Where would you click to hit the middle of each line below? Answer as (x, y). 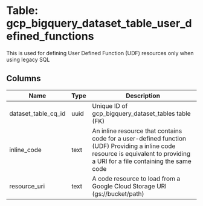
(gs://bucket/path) (118, 193)
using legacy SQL (28, 59)
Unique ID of (110, 105)
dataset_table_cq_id (37, 113)
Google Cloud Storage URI (130, 186)
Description (143, 96)
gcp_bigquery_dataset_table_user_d (99, 23)
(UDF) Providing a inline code (134, 146)
